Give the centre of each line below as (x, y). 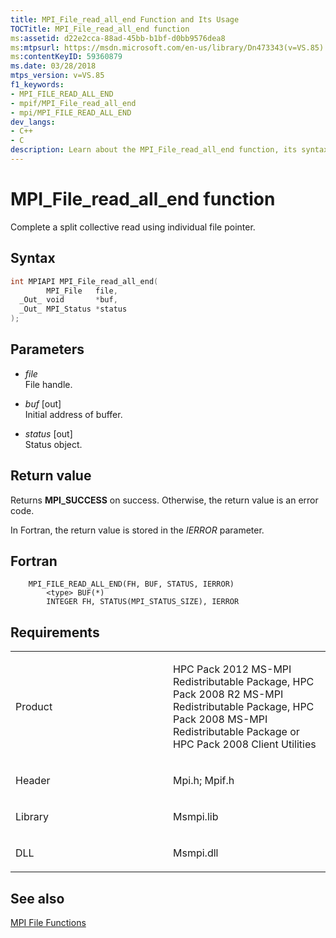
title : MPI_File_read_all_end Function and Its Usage (125, 19)
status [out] (48, 433)
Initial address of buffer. (73, 414)
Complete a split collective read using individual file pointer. (133, 227)
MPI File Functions (48, 923)
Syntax (33, 258)
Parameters (47, 349)
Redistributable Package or (236, 732)
